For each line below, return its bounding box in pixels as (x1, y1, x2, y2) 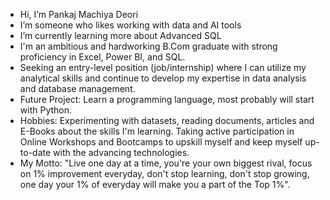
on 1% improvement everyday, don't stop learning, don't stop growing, (19, 168, 310, 179)
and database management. (19, 83, 136, 94)
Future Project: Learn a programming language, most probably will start (19, 94, 315, 105)
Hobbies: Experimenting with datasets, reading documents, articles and (19, 115, 315, 126)
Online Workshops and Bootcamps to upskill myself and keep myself (19, 136, 303, 148)
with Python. (19, 104, 73, 116)
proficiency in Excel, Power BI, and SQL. (19, 51, 186, 63)
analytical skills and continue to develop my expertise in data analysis (19, 72, 307, 84)
